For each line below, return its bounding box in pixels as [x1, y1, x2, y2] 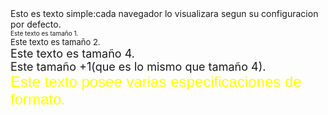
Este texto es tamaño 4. [10, 47, 135, 61]
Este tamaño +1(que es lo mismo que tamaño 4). [10, 60, 267, 74]
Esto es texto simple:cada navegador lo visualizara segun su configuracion [10, 8, 319, 19]
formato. [10, 90, 67, 108]
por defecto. [10, 18, 62, 30]
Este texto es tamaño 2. [10, 37, 101, 47]
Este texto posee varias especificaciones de [10, 73, 302, 91]
